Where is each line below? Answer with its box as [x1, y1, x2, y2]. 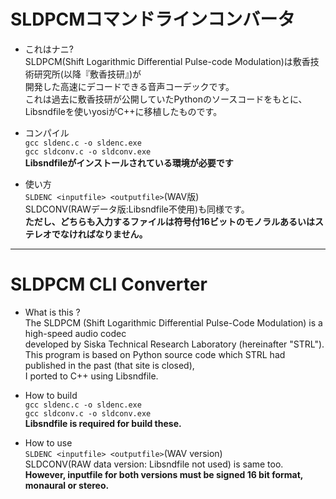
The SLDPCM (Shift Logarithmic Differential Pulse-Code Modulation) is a [24, 316, 323, 329]
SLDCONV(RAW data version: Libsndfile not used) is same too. [24, 458, 284, 470]
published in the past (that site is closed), [24, 359, 195, 371]
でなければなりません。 [51, 228, 148, 240]
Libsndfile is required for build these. [24, 417, 182, 429]
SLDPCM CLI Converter [10, 273, 208, 296]
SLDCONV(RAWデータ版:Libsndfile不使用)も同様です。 [24, 203, 250, 215]
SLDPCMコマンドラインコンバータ [10, 8, 296, 31]
